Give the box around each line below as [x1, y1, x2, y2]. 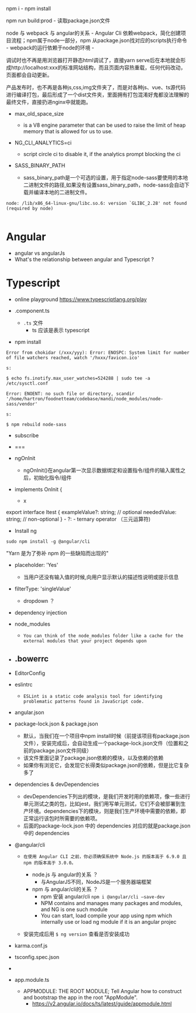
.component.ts [14, 307, 50, 314]
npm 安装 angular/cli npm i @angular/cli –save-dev [40, 893, 165, 900]
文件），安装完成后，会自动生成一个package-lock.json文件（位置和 [23, 740, 184, 747]
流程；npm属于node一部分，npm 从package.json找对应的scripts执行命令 [11, 37, 187, 43]
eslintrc [14, 681, 33, 688]
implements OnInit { [14, 485, 63, 492]
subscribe [14, 431, 39, 439]
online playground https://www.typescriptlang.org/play [14, 296, 147, 303]
